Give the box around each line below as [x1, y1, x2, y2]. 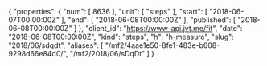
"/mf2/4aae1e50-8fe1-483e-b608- [105, 41, 220, 50]
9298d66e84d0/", [8, 49, 68, 58]
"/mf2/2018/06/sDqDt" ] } [69, 49, 155, 58]
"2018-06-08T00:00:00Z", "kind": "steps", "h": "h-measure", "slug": [8, 32, 235, 41]
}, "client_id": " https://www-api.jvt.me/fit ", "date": [78, 24, 243, 33]
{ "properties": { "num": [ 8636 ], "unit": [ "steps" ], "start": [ [8, 7, 207, 16]
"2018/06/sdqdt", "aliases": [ [8, 41, 104, 50]
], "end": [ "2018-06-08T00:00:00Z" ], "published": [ [61, 15, 236, 25]
